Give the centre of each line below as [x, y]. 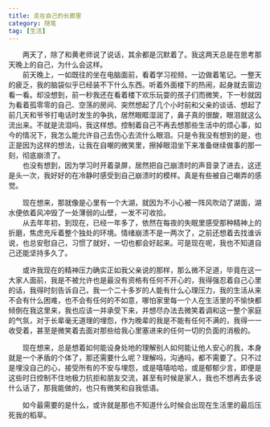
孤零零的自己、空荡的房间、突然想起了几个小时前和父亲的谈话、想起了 [145, 105]
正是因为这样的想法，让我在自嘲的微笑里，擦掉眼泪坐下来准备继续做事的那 [131, 145]
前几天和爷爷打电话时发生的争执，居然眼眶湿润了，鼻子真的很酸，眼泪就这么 [135, 115]
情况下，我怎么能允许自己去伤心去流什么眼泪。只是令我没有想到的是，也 [142, 135]
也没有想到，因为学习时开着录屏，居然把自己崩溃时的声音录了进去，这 [139, 165]
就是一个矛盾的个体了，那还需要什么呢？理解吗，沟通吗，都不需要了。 [125, 358]
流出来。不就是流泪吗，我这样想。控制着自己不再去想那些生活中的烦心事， [131, 125]
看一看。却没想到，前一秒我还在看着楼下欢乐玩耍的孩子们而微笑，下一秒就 [131, 95]
